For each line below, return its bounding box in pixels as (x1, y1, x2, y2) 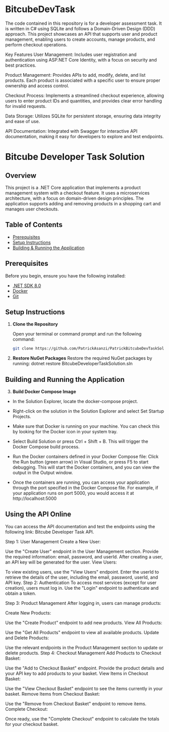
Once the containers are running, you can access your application (12, 479, 150, 485)
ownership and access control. (5, 82, 70, 89)
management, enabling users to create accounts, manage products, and (5, 36, 155, 42)
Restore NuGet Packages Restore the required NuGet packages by (12, 355, 152, 361)
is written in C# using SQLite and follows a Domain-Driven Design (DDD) (5, 25, 155, 31)
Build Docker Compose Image (12, 388, 77, 395)
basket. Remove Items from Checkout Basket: (5, 691, 100, 697)
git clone (12, 346, 34, 351)
